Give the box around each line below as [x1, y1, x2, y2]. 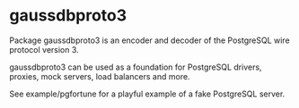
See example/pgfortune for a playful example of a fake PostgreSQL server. [9, 88, 286, 99]
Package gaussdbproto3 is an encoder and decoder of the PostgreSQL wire [9, 35, 290, 46]
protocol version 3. [9, 44, 79, 54]
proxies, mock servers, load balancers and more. [9, 71, 190, 81]
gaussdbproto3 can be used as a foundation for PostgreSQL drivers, [9, 62, 262, 72]
